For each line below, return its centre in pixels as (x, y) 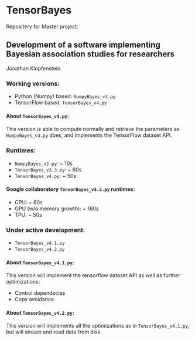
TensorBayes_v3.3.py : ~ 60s (48, 169)
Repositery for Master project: (42, 26)
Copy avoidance (34, 299)
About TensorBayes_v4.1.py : (40, 262)
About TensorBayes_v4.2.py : (40, 312)
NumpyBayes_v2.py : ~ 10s (44, 163)
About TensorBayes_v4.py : (37, 116)
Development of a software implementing (83, 45)
